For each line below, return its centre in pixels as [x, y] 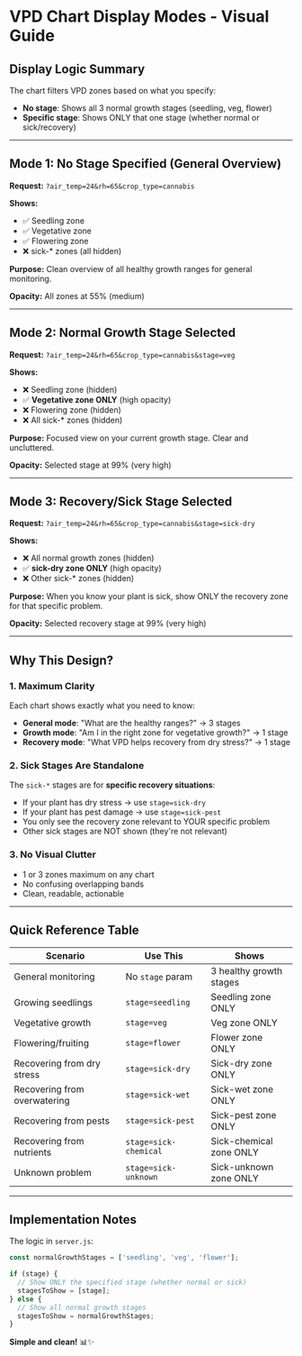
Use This [164, 955]
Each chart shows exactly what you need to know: [102, 705]
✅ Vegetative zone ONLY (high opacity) [97, 399]
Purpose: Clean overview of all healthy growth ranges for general [131, 268]
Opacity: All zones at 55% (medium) [77, 296]
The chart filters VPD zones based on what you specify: [113, 91]
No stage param [159, 977]
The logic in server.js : [52, 1242]
